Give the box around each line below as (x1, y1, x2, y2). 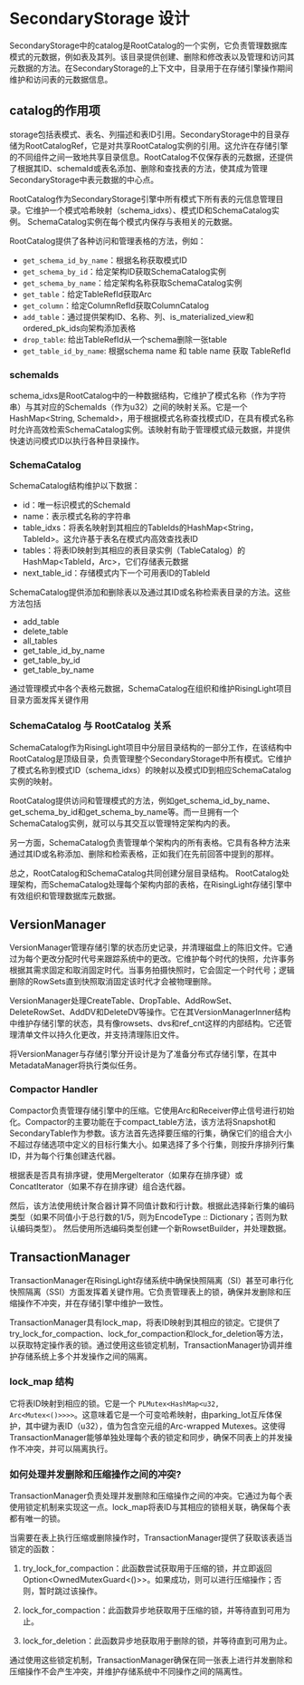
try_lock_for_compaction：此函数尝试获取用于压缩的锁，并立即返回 (22, 1563, 273, 1574)
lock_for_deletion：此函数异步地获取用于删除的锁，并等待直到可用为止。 (22, 1635, 292, 1646)
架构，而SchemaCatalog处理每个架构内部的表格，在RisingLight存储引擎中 (16, 878, 292, 889)
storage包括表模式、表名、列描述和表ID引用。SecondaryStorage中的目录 (9, 129, 282, 140)
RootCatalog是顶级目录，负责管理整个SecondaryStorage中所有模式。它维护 (9, 753, 292, 764)
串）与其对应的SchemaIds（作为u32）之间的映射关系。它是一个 (9, 402, 248, 412)
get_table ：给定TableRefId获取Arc (22, 288, 152, 299)
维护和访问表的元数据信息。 (9, 73, 113, 84)
